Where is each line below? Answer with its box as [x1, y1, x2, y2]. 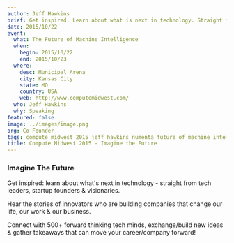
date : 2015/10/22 [7, 23, 58, 30]
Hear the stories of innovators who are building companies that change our [7, 200, 223, 208]
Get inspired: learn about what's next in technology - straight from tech [7, 179, 212, 187]
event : [7, 29, 26, 37]
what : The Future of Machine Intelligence [13, 36, 139, 43]
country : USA [19, 88, 58, 95]
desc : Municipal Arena [19, 68, 86, 75]
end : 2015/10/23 [19, 56, 68, 63]
